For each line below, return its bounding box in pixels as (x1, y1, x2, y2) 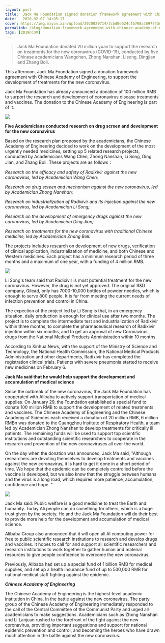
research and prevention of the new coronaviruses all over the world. (5, 441, 145, 446)
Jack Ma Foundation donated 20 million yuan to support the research (17, 44, 157, 49)
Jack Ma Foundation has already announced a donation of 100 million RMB (5, 89, 156, 94)
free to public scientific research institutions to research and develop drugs (5, 536, 157, 542)
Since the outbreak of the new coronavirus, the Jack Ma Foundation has (5, 389, 151, 394)
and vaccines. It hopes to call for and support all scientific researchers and (5, 541, 157, 547)
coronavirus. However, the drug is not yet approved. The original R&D (5, 283, 146, 288)
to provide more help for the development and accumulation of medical (5, 516, 149, 522)
